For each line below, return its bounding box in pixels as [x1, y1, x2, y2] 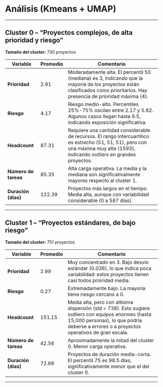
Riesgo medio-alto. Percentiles [67, 101, 139, 108]
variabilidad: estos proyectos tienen [67, 271, 149, 278]
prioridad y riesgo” [5, 36, 64, 45]
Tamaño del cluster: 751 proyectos [5, 239, 75, 245]
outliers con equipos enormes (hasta [67, 311, 152, 318]
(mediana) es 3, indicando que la [67, 75, 143, 81]
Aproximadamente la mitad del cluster [67, 337, 154, 343]
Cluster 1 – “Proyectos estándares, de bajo [5, 219, 136, 227]
